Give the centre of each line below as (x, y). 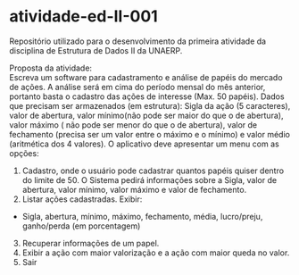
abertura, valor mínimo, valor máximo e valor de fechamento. (134, 189)
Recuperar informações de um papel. (91, 243)
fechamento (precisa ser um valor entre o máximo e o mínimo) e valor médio (149, 134)
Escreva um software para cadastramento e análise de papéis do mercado (146, 77)
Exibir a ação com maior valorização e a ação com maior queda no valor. (156, 253)
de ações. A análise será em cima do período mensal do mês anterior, (137, 87)
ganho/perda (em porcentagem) (81, 226)
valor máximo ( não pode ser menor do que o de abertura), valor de (133, 125)
